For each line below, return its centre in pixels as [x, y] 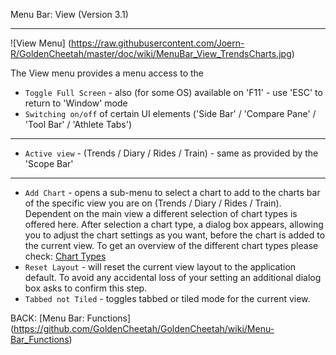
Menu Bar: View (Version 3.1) [69, 14]
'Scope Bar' [49, 163]
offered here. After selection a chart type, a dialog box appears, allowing [174, 224]
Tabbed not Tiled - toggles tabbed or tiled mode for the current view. [167, 298]
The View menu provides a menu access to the [107, 73]
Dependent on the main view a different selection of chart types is [161, 213]
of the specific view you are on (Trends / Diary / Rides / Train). [153, 203]
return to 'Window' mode [76, 103]
